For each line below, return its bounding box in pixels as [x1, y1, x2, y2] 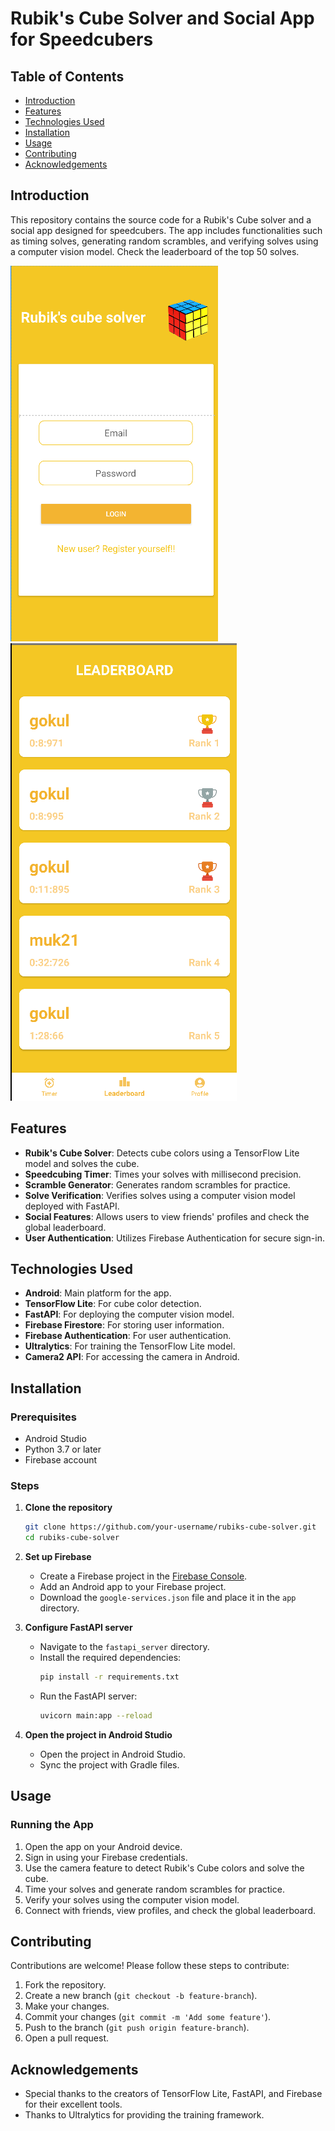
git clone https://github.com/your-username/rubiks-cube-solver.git [24, 1522, 317, 1532]
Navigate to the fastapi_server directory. [39, 1641, 210, 1653]
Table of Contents [10, 68, 125, 85]
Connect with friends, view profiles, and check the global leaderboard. [24, 1904, 316, 1916]
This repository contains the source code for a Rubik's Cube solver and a [10, 213, 312, 226]
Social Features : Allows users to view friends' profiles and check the [24, 1210, 310, 1222]
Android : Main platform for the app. [24, 1287, 172, 1299]
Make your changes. [24, 2000, 110, 2012]
